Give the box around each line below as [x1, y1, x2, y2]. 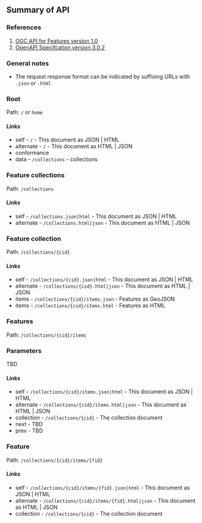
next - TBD [15, 421, 43, 428]
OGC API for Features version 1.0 [15, 37, 98, 45]
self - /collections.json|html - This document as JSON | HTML [15, 213, 177, 220]
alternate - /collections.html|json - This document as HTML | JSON [15, 219, 190, 226]
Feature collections [6, 171, 65, 179]
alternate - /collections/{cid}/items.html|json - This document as [15, 401, 187, 408]
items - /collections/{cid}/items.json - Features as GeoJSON [15, 295, 175, 303]
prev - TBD [15, 427, 43, 434]
